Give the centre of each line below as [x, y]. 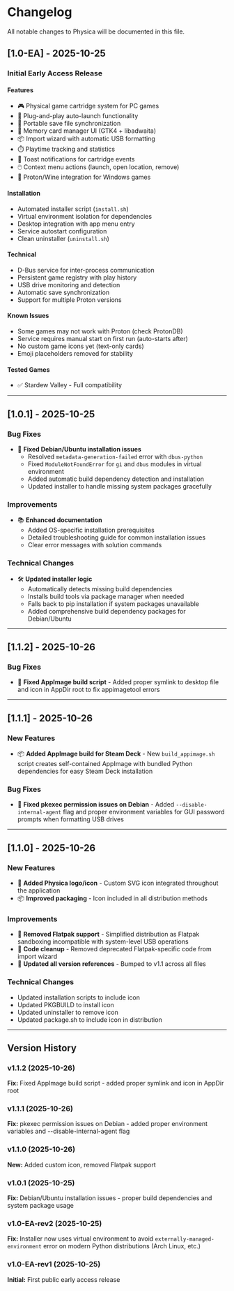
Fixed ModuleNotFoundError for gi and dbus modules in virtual [115, 464]
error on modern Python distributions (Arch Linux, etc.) [122, 1246]
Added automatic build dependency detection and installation [116, 479]
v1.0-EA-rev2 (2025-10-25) [55, 1224]
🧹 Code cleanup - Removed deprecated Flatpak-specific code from [114, 949]
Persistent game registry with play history [77, 277]
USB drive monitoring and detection [69, 284]
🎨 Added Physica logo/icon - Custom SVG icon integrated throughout [118, 883]
